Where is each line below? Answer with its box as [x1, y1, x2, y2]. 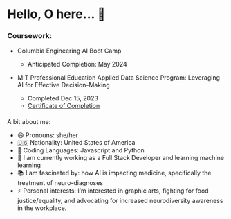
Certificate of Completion [27, 102, 100, 110]
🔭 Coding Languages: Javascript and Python [17, 146, 145, 155]
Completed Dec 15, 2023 [27, 94, 99, 103]
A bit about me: [7, 118, 51, 126]
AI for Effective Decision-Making [17, 81, 111, 89]
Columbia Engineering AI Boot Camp [17, 46, 122, 55]
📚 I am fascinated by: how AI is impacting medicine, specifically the [17, 169, 212, 177]
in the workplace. [17, 204, 67, 212]
